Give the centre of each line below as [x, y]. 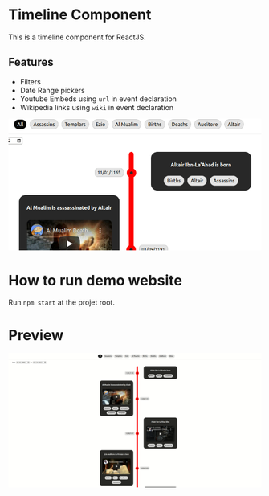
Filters [31, 81]
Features [31, 62]
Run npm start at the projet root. [61, 302]
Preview [36, 335]
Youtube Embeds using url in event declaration [98, 99]
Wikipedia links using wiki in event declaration [97, 107]
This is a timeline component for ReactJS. [77, 37]
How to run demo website [96, 280]
